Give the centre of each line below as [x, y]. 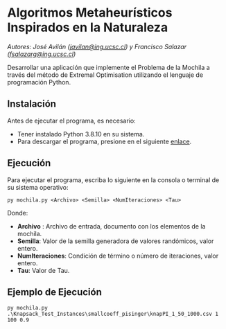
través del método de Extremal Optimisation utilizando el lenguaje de [105, 75]
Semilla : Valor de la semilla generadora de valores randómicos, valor [115, 241]
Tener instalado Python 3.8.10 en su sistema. [81, 134]
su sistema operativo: [38, 187]
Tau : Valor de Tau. [43, 270]
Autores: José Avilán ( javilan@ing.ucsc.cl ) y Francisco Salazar [97, 46]
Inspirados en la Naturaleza [88, 27]
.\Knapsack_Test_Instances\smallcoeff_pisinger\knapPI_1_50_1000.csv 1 [113, 314]
